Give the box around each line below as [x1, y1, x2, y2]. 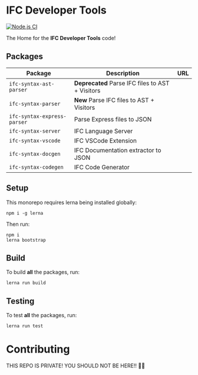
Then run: [6, 221, 30, 228]
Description [105, 69, 140, 77]
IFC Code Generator [74, 163, 130, 171]
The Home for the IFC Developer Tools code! [6, 34, 116, 41]
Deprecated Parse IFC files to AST [74, 79, 170, 87]
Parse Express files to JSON [74, 115, 152, 123]
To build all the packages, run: [6, 269, 80, 276]
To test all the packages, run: [6, 312, 77, 319]
